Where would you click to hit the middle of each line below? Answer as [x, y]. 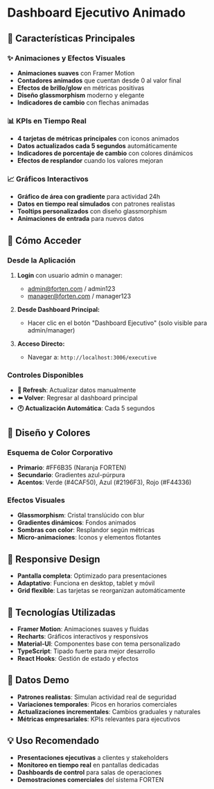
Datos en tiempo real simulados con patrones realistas [96, 204]
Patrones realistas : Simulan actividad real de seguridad [97, 697]
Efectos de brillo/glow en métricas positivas [81, 87]
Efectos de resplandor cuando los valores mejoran [90, 161]
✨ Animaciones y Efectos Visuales [66, 58]
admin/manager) [51, 330]
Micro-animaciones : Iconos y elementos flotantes [89, 538]
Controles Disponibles [45, 375]
